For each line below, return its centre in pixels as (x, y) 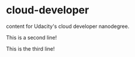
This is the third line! (30, 49)
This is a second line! (32, 37)
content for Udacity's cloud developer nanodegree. (68, 26)
